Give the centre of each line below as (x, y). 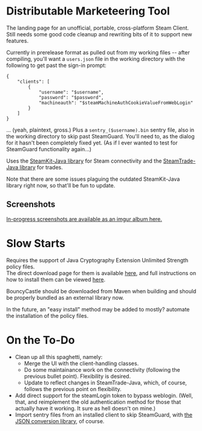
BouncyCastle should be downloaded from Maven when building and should (101, 291)
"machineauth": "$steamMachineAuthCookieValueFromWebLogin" (116, 103)
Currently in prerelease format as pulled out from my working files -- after (98, 52)
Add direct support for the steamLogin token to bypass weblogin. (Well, (104, 395)
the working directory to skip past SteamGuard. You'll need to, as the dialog (100, 136)
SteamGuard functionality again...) (49, 149)
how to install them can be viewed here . (56, 279)
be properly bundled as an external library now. (65, 297)
